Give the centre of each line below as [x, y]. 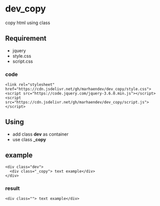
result [13, 188]
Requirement [26, 38]
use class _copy [29, 139]
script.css [23, 61]
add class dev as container [40, 134]
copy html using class [28, 23]
